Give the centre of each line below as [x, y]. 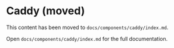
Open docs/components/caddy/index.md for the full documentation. [87, 39]
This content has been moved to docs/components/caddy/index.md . [87, 27]
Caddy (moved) [46, 11]
